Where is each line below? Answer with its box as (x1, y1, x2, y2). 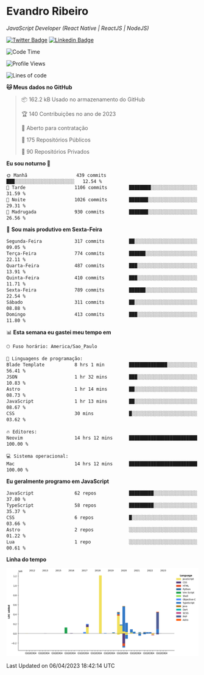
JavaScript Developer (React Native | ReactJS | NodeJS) (6, 24, 149, 32)
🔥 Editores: (6, 429, 38, 435)
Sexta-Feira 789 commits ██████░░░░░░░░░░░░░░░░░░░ (6, 287, 198, 293)
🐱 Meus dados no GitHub (6, 84, 72, 91)
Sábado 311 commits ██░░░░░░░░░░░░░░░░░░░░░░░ (6, 299, 198, 305)
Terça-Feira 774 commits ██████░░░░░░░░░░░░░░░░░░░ (6, 250, 198, 257)
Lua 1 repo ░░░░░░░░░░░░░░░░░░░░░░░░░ (6, 538, 198, 545)
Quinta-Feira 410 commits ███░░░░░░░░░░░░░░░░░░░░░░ (6, 274, 198, 281)
